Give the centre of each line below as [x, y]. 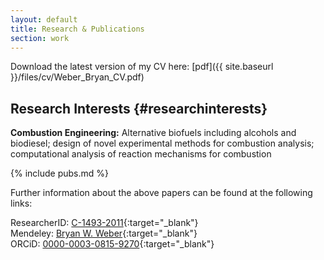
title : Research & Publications [77, 29]
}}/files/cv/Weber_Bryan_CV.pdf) [77, 77]
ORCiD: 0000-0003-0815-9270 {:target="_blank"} [112, 244]
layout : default [44, 19]
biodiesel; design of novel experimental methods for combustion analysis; [162, 143]
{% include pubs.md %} [59, 173]
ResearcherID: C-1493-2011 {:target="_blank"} [104, 223]
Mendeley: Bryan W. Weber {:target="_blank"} [104, 233]
